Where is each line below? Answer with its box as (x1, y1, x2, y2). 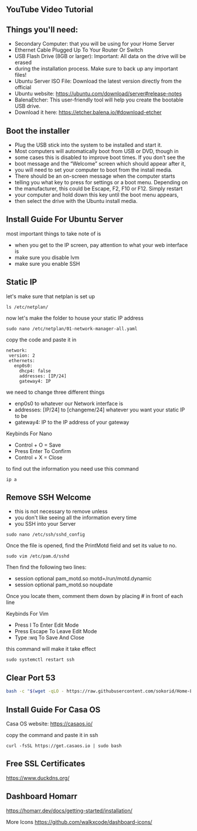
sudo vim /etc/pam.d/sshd (6, 553, 69, 559)
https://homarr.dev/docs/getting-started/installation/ (6, 807, 133, 814)
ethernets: (8, 357, 35, 363)
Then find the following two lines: (6, 563, 87, 571)
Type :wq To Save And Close (14, 634, 84, 641)
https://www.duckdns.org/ (6, 774, 70, 781)
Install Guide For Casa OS (6, 704, 101, 715)
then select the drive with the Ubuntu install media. (14, 198, 138, 205)
